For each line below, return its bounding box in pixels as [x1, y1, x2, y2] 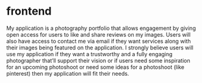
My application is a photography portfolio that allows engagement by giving [6, 24, 197, 32]
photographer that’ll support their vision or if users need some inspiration [6, 57, 190, 64]
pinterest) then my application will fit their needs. [6, 70, 129, 77]
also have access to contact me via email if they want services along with [6, 37, 191, 45]
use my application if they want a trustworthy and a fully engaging [6, 50, 173, 57]
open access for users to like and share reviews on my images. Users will [6, 31, 191, 38]
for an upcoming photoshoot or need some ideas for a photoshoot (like [6, 63, 185, 71]
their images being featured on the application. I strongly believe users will [6, 44, 193, 51]
